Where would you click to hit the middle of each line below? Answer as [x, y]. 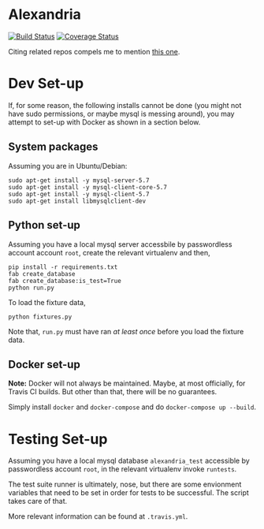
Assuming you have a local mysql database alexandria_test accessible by [129, 461]
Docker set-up [44, 364]
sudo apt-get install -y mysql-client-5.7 [79, 194]
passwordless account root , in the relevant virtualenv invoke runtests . [123, 469]
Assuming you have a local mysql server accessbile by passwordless [120, 244]
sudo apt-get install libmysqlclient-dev [77, 201]
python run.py [32, 288]
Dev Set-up [46, 84]
